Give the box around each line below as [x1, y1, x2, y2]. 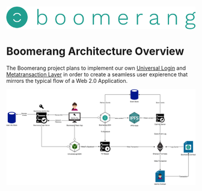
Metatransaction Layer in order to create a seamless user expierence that [6, 70, 188, 78]
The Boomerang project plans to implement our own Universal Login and [6, 64, 186, 71]
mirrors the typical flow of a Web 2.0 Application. [6, 77, 128, 84]
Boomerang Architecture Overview [6, 44, 185, 58]
